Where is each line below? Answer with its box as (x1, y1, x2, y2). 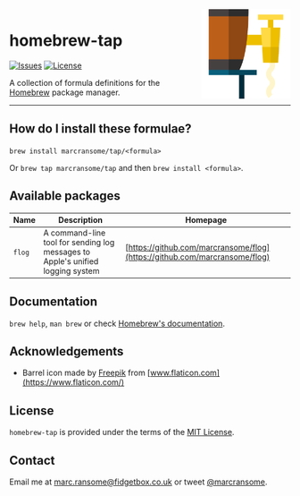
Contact (9, 452, 55, 468)
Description (57, 215, 103, 226)
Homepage (185, 215, 228, 226)
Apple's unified (43, 256, 99, 267)
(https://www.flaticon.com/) (21, 377, 125, 388)
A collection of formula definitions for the (9, 77, 161, 88)
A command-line (43, 227, 106, 238)
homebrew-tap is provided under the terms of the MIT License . (9, 427, 235, 438)
